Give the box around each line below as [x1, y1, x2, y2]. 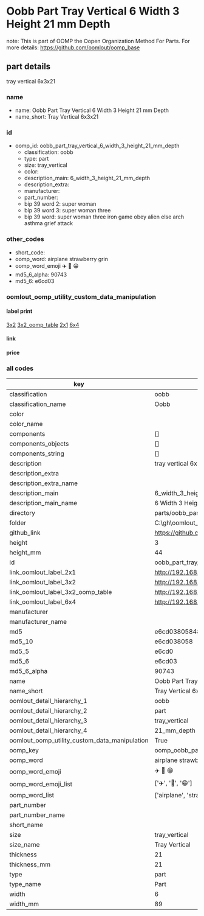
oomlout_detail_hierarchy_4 [9, 726, 87, 735]
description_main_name [9, 499, 78, 508]
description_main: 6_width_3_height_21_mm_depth [24, 175, 151, 182]
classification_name [9, 400, 66, 408]
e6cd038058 [154, 637, 193, 646]
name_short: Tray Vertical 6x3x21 [15, 113, 99, 121]
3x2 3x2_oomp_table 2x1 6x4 [6, 321, 80, 328]
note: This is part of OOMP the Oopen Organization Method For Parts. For [6, 37, 190, 44]
